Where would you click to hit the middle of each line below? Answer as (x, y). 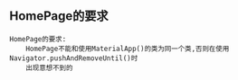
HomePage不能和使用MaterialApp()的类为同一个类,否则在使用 (128, 49)
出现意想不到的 (49, 67)
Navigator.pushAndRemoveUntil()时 (74, 58)
